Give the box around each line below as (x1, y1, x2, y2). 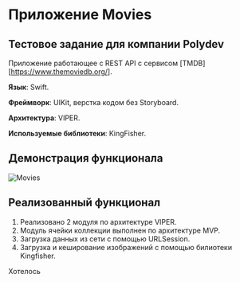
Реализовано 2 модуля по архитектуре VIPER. (19, 217, 177, 226)
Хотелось (8, 266, 41, 276)
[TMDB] (179, 58, 206, 68)
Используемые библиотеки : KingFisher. (8, 129, 146, 138)
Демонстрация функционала (8, 151, 163, 165)
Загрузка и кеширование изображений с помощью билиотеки (19, 242, 233, 252)
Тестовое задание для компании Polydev (8, 37, 225, 51)
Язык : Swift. (8, 82, 49, 92)
